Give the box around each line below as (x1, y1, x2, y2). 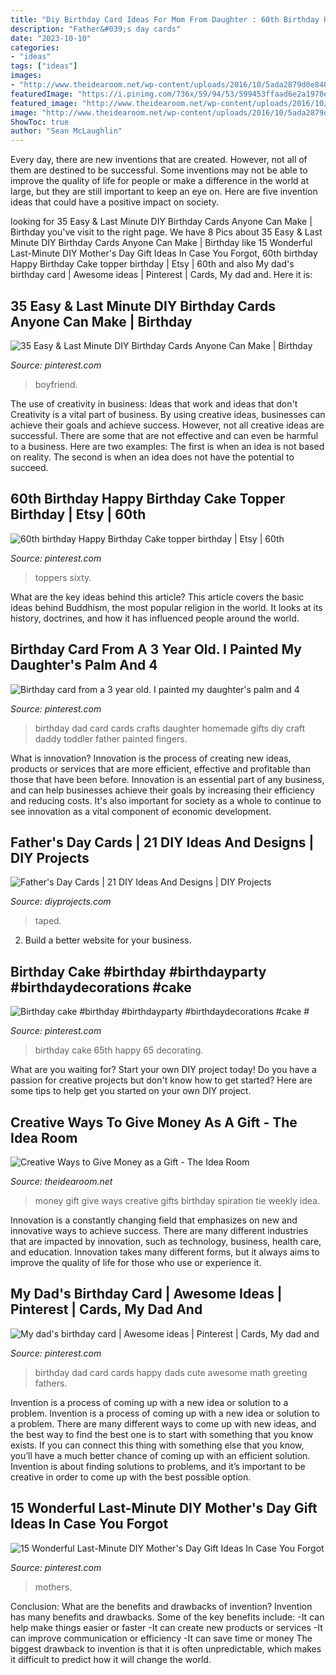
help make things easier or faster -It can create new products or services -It (10, 1621, 323, 1633)
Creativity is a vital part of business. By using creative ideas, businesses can (10, 408, 326, 420)
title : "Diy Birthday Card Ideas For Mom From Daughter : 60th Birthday (10, 14, 320, 25)
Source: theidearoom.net (10, 1176, 113, 1187)
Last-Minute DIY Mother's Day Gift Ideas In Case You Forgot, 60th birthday (10, 247, 318, 260)
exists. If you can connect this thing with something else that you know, (10, 1439, 305, 1451)
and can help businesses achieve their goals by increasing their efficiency (10, 784, 315, 796)
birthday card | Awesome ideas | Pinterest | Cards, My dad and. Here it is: (10, 269, 313, 281)
